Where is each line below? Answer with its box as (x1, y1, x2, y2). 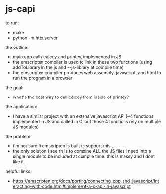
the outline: (5, 44, 29, 50)
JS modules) (12, 124, 39, 130)
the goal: (5, 84, 24, 90)
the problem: (5, 133, 32, 139)
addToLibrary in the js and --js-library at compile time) (12, 64, 124, 70)
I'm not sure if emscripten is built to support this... (12, 143, 115, 149)
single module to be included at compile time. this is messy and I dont (12, 153, 155, 159)
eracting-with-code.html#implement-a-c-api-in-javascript (12, 183, 131, 189)
